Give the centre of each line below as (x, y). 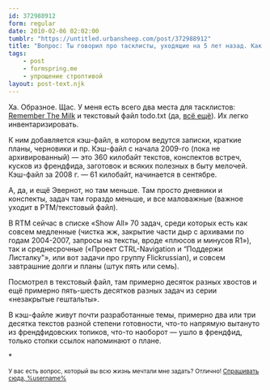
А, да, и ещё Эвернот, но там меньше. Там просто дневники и (116, 190)
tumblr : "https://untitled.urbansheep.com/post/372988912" (110, 39)
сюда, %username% (38, 378)
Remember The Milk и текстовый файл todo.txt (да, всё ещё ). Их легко (129, 115)
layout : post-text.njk (46, 84)
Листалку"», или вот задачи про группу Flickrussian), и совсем (117, 257)
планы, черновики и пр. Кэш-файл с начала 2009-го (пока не (114, 148)
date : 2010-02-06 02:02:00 (54, 31)
